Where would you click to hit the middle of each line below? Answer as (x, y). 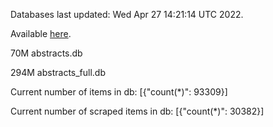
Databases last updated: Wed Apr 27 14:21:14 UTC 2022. (127, 14)
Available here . (41, 33)
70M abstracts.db (46, 53)
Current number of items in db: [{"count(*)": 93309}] (119, 92)
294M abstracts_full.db (58, 72)
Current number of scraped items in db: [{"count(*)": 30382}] (137, 111)
